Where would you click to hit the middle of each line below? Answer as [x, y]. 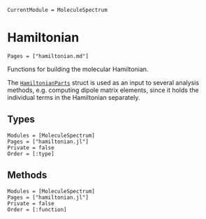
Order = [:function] [37, 209]
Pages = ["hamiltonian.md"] [48, 56]
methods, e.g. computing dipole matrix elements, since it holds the [103, 90]
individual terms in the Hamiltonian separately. [74, 97]
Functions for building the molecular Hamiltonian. [78, 69]
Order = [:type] [31, 153]
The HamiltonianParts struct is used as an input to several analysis [103, 82]
